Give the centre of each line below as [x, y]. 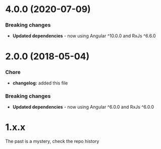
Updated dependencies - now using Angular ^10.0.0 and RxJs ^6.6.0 [84, 36]
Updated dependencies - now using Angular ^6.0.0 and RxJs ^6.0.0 [83, 107]
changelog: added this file [40, 83]
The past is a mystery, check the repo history [52, 141]
